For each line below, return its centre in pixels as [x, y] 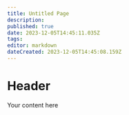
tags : [15, 39]
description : [26, 20]
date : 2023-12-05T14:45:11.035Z [53, 33]
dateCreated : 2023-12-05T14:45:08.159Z [64, 52]
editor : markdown [32, 45]
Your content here [33, 105]
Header [29, 86]
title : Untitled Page [38, 13]
